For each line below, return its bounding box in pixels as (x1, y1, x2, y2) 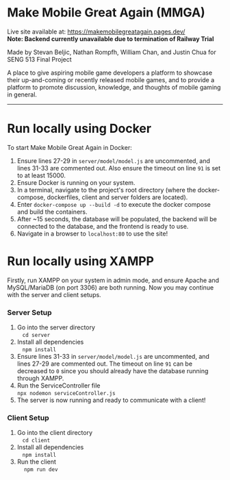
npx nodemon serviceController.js (16, 390, 116, 397)
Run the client (16, 457, 57, 466)
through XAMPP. (16, 375, 64, 383)
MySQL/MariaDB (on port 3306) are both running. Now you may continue (7, 283, 214, 292)
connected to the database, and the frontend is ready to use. (16, 222, 189, 230)
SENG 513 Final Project (7, 55, 72, 63)
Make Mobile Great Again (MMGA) (7, 5, 205, 21)
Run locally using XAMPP (7, 253, 154, 269)
